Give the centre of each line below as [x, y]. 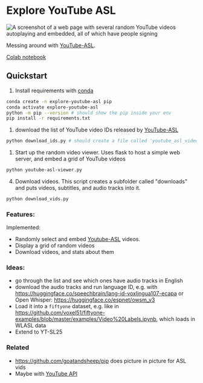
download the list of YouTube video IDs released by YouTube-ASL [97, 130]
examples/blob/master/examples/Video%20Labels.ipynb [86, 319]
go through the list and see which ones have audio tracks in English [99, 280]
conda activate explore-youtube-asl [52, 107]
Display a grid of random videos [55, 245]
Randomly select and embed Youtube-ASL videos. [78, 239]
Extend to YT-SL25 [39, 332]
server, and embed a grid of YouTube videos [70, 159]
